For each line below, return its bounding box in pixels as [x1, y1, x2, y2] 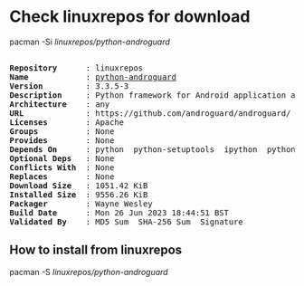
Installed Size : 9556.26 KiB [9, 189, 148, 200]
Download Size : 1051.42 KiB [9, 180, 148, 191]
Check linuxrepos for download [9, 6, 251, 27]
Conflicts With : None [9, 162, 115, 173]
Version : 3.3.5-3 [9, 81, 129, 91]
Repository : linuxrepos [9, 62, 144, 73]
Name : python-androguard [9, 71, 177, 82]
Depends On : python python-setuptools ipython [9, 144, 258, 155]
